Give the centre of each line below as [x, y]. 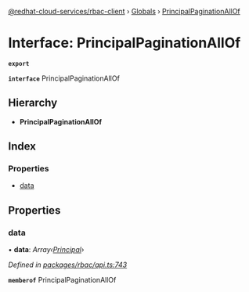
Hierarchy [33, 103]
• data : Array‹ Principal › [46, 250]
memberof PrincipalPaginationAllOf [62, 280]
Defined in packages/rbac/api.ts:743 [68, 265]
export [19, 63]
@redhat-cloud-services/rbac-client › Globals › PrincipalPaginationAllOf [124, 11]
